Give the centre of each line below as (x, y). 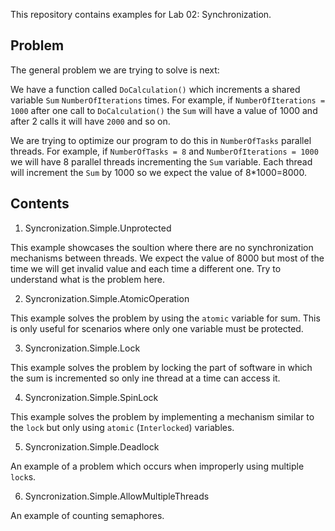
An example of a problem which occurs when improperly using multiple (157, 466)
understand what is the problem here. (88, 279)
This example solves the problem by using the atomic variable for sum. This (165, 318)
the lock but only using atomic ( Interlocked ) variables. (122, 427)
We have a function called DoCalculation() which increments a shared (155, 89)
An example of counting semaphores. (87, 515)
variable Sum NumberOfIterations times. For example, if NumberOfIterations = (168, 100)
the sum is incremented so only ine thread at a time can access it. (145, 378)
